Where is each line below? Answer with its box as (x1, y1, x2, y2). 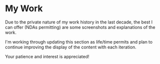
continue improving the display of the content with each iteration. (5, 44, 137, 50)
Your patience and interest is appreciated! (5, 53, 90, 59)
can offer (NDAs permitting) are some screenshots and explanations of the (5, 24, 156, 30)
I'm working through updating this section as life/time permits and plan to (5, 39, 153, 44)
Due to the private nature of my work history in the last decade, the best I (5, 19, 153, 25)
